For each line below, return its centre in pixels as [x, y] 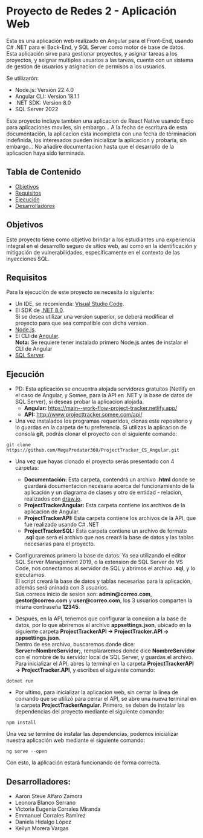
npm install [21, 723]
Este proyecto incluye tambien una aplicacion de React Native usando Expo [100, 121]
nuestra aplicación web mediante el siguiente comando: [76, 740]
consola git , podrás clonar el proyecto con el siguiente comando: [96, 434]
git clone [19, 445]
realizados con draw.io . [53, 499]
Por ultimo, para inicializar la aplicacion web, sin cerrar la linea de [96, 692]
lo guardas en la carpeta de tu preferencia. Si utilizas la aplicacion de [101, 427]
